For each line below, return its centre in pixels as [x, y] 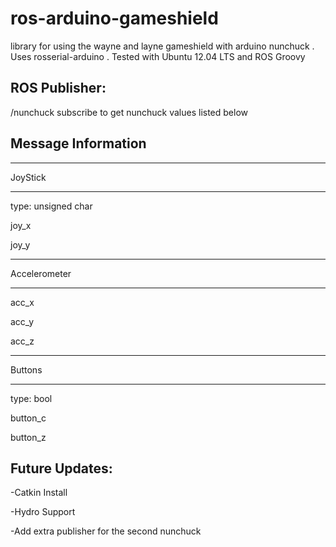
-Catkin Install [39, 493]
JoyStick [28, 177]
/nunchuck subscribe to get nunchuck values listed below [129, 112]
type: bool [31, 398]
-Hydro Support [43, 512]
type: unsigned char [51, 206]
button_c [28, 418]
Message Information [78, 143]
